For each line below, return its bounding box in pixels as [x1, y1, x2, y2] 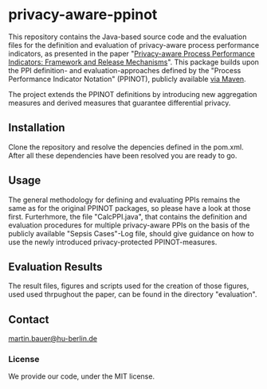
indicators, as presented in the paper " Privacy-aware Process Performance [8, 49, 255, 58]
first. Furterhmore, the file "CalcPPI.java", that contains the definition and [8, 212, 247, 221]
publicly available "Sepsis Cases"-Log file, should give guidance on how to [8, 228, 254, 238]
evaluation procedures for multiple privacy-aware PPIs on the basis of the [8, 220, 250, 230]
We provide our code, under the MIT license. [8, 371, 155, 381]
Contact [8, 313, 49, 326]
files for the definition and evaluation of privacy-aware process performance [8, 40, 260, 49]
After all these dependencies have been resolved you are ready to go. [8, 150, 238, 160]
